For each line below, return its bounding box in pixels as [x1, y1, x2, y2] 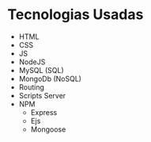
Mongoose [30, 125, 66, 134]
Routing [18, 82, 45, 92]
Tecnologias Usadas [7, 6, 144, 24]
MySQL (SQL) [18, 65, 64, 75]
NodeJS [18, 57, 46, 67]
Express [30, 107, 58, 117]
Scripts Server [18, 90, 66, 100]
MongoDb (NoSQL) [18, 74, 82, 83]
